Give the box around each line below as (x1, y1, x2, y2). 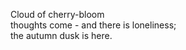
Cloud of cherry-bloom (10, 9, 105, 20)
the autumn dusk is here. (10, 30, 113, 41)
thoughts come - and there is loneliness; (10, 19, 177, 31)
